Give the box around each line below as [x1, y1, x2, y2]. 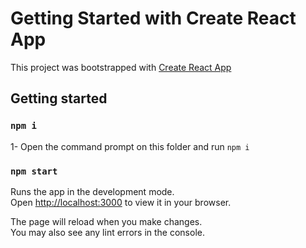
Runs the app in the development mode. [10, 185, 175, 197]
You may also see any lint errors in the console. [10, 226, 205, 238]
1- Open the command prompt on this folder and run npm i [10, 140, 250, 152]
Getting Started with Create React [10, 7, 297, 30]
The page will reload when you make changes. [10, 215, 203, 227]
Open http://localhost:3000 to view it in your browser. [10, 196, 232, 208]
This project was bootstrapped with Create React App [10, 61, 232, 73]
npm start [10, 165, 58, 177]
